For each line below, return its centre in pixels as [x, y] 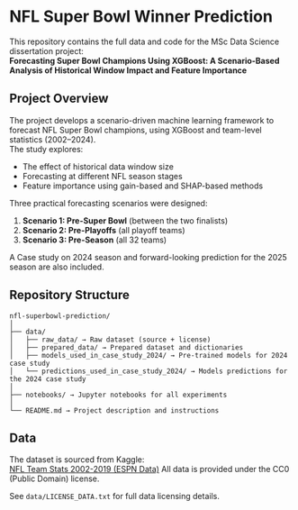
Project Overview [59, 99]
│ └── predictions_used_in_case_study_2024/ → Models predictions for [149, 371]
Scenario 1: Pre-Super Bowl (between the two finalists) [125, 220]
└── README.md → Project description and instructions [114, 410]
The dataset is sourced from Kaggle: [77, 460]
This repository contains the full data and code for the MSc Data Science [144, 41]
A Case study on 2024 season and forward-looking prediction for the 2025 [149, 257]
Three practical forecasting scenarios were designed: [108, 203]
